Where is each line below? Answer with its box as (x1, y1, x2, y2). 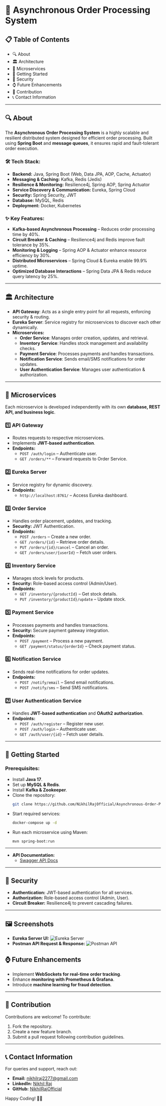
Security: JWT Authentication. (12, 523, 75, 529)
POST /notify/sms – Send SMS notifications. (19, 685, 109, 691)
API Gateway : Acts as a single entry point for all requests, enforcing (12, 309, 151, 315)
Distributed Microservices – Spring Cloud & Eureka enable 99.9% (12, 258, 147, 264)
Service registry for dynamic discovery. (12, 482, 93, 488)
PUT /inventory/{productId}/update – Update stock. (19, 596, 126, 602)
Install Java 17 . (12, 776, 43, 782)
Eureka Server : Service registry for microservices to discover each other (12, 319, 161, 325)
